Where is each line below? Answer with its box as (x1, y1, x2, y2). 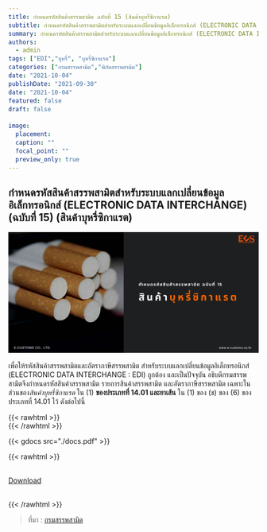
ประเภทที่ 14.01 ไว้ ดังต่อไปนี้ (8, 396, 86, 406)
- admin (15, 46, 41, 55)
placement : (15, 130, 52, 138)
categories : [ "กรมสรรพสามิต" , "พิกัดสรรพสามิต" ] (8, 64, 143, 72)
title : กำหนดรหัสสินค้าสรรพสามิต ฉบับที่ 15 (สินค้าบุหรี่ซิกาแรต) (8, 13, 171, 21)
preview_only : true (15, 155, 80, 163)
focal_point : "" (15, 147, 69, 155)
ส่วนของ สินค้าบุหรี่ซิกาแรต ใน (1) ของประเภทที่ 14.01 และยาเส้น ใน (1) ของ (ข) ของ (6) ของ (8, 387, 252, 397)
